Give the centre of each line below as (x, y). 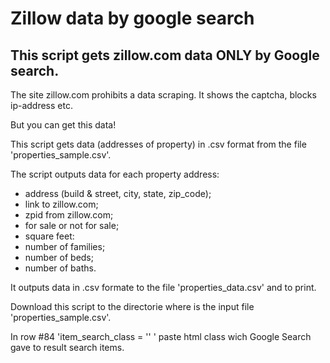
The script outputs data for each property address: (115, 174)
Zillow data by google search (132, 18)
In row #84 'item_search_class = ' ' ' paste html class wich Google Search (161, 336)
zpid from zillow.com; (69, 215)
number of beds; (59, 257)
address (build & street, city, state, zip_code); (118, 193)
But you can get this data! (63, 125)
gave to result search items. (67, 347)
